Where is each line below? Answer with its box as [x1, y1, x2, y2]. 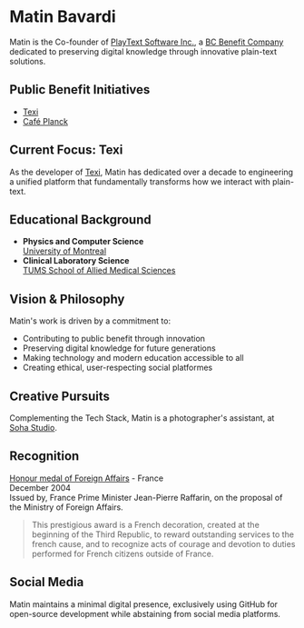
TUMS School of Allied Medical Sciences [22, 265, 176, 276]
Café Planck [22, 115, 68, 126]
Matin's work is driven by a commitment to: [9, 315, 171, 326]
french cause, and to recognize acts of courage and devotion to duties [31, 538, 296, 549]
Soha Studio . [9, 423, 57, 433]
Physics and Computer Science [22, 236, 144, 247]
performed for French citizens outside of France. [31, 548, 214, 559]
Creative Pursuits [9, 388, 111, 404]
